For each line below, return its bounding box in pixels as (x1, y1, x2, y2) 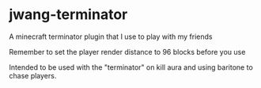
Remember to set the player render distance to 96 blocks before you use (9, 47, 246, 56)
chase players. (9, 71, 57, 80)
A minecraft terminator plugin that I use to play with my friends (9, 32, 213, 41)
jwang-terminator (9, 6, 128, 24)
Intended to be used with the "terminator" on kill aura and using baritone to (9, 62, 254, 72)
